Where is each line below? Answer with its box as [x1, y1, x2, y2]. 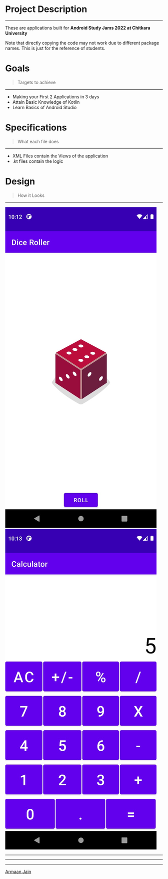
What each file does [17, 138, 59, 144]
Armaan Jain [5, 868, 31, 874]
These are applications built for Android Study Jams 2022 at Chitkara [5, 25, 150, 31]
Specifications [5, 122, 67, 133]
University [5, 30, 27, 36]
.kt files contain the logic [12, 158, 63, 164]
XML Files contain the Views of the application [12, 153, 108, 159]
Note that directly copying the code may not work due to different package [5, 40, 159, 46]
